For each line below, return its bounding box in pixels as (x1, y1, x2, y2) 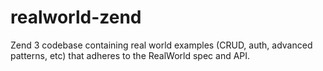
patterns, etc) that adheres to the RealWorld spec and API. (10, 49, 251, 61)
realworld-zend (10, 6, 142, 29)
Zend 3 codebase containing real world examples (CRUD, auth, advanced (10, 39, 313, 51)
